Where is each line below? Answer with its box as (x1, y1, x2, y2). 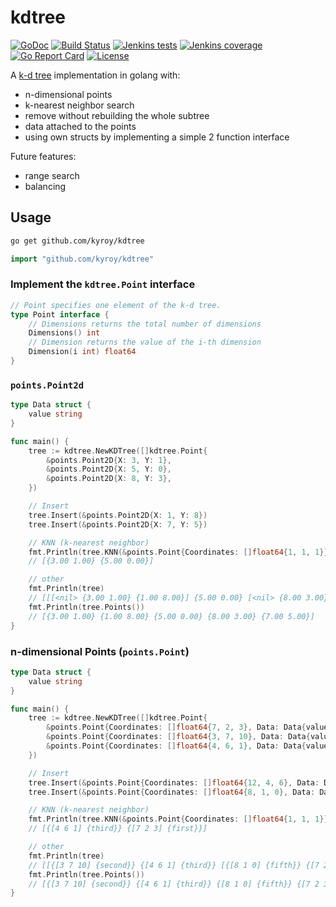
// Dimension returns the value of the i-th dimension (28, 337, 262, 348)
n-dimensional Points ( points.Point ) (10, 644, 190, 658)
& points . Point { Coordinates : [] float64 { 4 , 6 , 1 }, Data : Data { (46, 741, 307, 751)
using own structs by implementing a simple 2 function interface (24, 131, 290, 143)
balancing (24, 180, 67, 192)
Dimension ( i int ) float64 (28, 347, 137, 357)
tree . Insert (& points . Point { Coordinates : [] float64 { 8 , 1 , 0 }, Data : (28, 787, 316, 797)
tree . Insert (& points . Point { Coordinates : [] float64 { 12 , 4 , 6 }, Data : (28, 777, 320, 788)
